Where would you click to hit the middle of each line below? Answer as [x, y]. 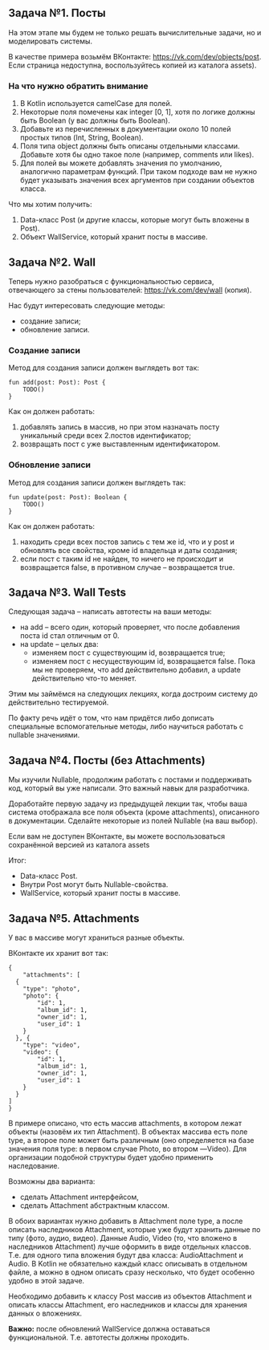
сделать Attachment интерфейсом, [79, 1197]
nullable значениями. [44, 735]
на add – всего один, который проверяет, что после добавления [130, 627]
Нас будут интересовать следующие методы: [87, 305]
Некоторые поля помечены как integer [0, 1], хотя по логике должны [137, 112]
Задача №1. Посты [57, 13]
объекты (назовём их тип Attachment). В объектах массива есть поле [128, 1132]
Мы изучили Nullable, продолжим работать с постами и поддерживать [130, 780]
